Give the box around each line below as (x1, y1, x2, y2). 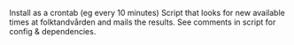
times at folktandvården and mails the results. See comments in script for (9, 17, 276, 27)
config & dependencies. (9, 26, 97, 36)
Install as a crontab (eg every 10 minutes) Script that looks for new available (9, 8, 285, 18)
